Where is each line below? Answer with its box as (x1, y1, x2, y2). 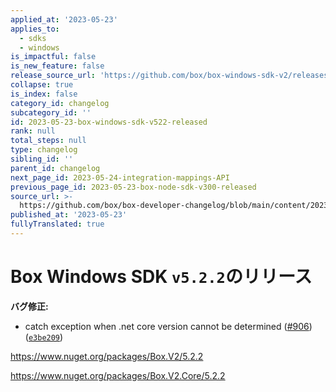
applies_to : (10, 24, 60, 34)
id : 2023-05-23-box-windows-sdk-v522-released (10, 117, 208, 127)
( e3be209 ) (24, 331, 64, 343)
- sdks (19, 33, 47, 43)
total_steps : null (10, 136, 87, 146)
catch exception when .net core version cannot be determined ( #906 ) (24, 320, 313, 332)
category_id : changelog (10, 98, 110, 108)
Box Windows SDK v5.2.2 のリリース (10, 266, 313, 288)
